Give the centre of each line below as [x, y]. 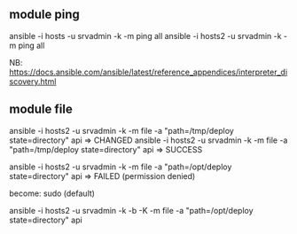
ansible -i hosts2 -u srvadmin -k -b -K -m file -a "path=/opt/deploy [132, 210]
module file [41, 109]
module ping [44, 15]
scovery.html [33, 81]
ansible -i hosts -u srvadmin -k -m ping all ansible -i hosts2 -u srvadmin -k [145, 35]
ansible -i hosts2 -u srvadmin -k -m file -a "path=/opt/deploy [121, 167]
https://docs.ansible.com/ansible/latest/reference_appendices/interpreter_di [148, 72]
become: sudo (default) [52, 193]
